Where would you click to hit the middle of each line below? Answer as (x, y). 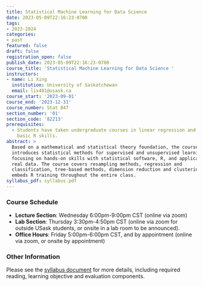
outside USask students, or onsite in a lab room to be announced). (97, 228)
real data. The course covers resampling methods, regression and (97, 164)
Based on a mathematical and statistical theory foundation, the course (105, 147)
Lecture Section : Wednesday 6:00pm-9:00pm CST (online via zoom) (101, 215)
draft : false (23, 52)
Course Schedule (32, 202)
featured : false (27, 46)
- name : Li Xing (27, 79)
